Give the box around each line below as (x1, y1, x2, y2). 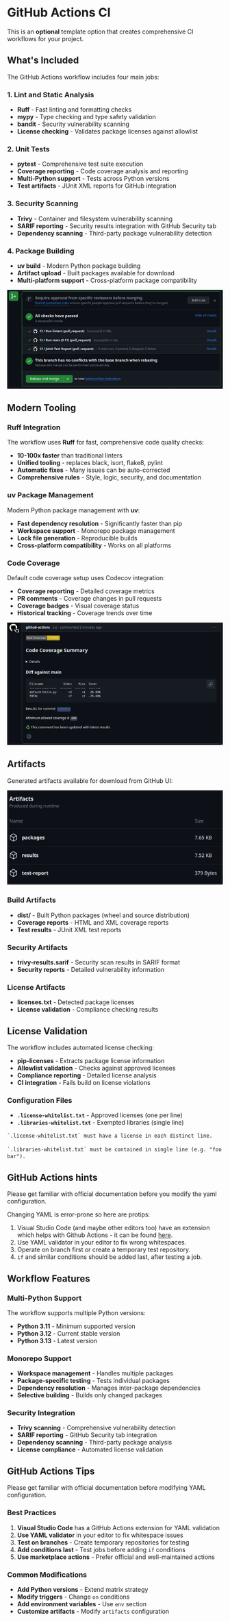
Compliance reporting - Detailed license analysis (16, 1071, 157, 1080)
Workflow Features (7, 1273, 90, 1284)
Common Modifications (7, 1570, 88, 1580)
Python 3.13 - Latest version (16, 1336, 98, 1345)
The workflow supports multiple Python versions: (7, 1308, 146, 1317)
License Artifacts (7, 982, 66, 992)
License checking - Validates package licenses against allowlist (16, 127, 199, 136)
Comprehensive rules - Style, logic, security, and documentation (16, 473, 202, 482)
